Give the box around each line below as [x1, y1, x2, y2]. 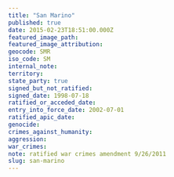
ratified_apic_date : [8, 114, 76, 121]
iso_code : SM [8, 56, 51, 63]
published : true [8, 19, 61, 27]
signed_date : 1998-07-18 [8, 92, 89, 99]
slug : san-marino [8, 157, 65, 165]
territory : [8, 70, 44, 78]
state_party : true [8, 77, 68, 85]
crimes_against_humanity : [8, 128, 92, 135]
